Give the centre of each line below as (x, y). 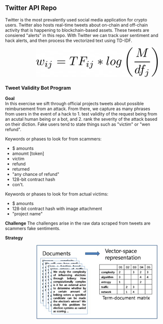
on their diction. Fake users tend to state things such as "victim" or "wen (78, 124)
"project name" (27, 214)
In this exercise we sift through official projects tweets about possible (74, 104)
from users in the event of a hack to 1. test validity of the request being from (81, 114)
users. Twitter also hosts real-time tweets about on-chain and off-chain (77, 25)
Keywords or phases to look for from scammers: (53, 139)
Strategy (14, 238)
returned (21, 169)
